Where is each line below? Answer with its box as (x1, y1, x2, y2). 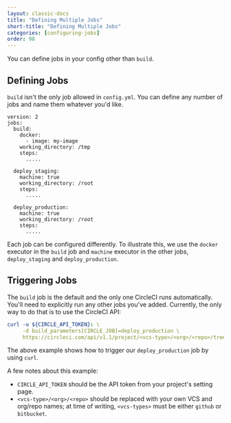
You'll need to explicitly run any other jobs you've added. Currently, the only (7, 300, 222, 309)
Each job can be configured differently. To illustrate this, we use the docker (7, 240, 219, 248)
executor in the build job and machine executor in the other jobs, (7, 247, 189, 256)
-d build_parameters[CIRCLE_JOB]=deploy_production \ (22, 327, 180, 334)
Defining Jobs (7, 74, 69, 86)
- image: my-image (25, 137, 78, 145)
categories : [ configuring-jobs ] (7, 29, 100, 37)
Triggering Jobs (7, 275, 78, 287)
